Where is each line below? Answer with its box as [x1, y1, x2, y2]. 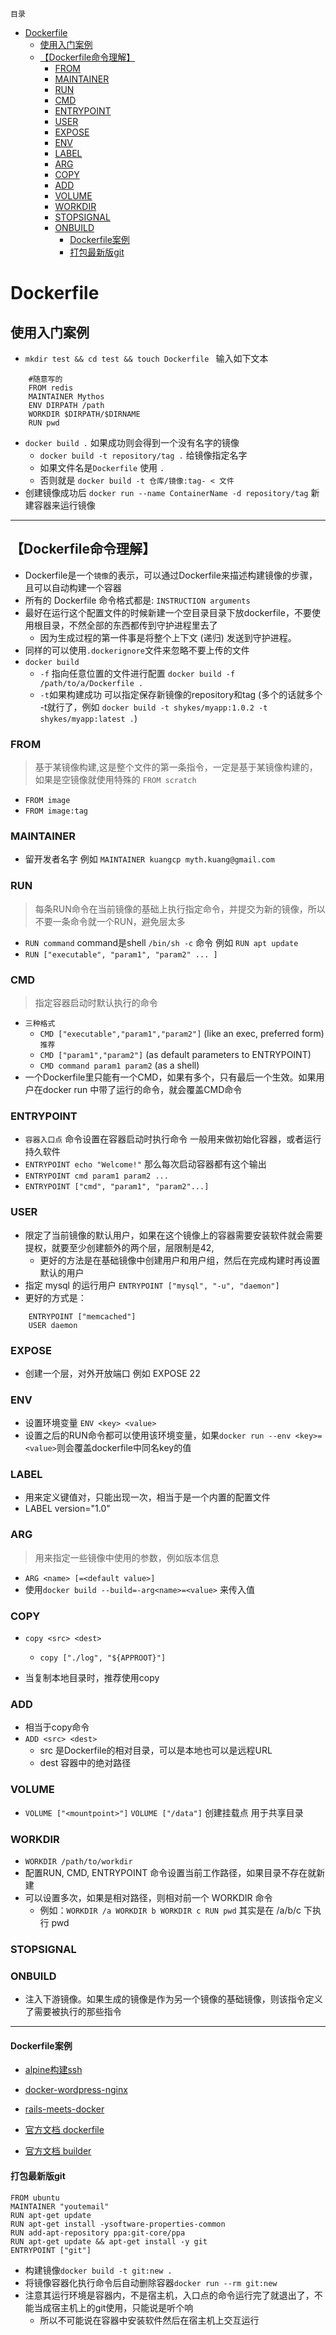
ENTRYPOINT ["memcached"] [28, 1311, 137, 1322]
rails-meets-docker [24, 2103, 105, 2115]
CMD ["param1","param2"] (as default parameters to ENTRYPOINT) [39, 1049, 312, 1060]
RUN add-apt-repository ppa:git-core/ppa [10, 2228, 186, 2238]
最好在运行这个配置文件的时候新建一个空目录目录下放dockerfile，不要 [24, 606, 312, 618]
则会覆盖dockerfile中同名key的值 [56, 1442, 192, 1454]
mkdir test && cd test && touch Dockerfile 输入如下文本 [24, 353, 269, 364]
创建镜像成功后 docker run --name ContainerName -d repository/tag [24, 487, 309, 498]
